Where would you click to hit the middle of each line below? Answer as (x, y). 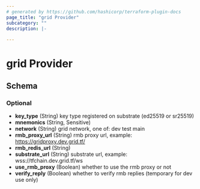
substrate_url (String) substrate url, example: (71, 154)
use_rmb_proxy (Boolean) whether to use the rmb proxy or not (93, 167)
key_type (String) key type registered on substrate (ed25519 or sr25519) (104, 116)
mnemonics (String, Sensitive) (53, 122)
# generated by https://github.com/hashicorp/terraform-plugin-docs (94, 12)
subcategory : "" (26, 23)
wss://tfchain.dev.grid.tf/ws (49, 160)
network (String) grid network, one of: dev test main (80, 129)
